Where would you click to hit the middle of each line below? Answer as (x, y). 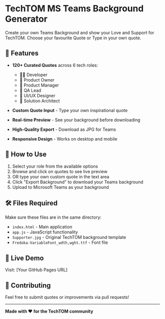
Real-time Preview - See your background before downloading (76, 120)
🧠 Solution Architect (40, 101)
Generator (26, 19)
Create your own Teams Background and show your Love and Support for (80, 32)
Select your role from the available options (55, 166)
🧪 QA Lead (30, 90)
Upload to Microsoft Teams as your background (60, 187)
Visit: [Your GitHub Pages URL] (36, 270)
